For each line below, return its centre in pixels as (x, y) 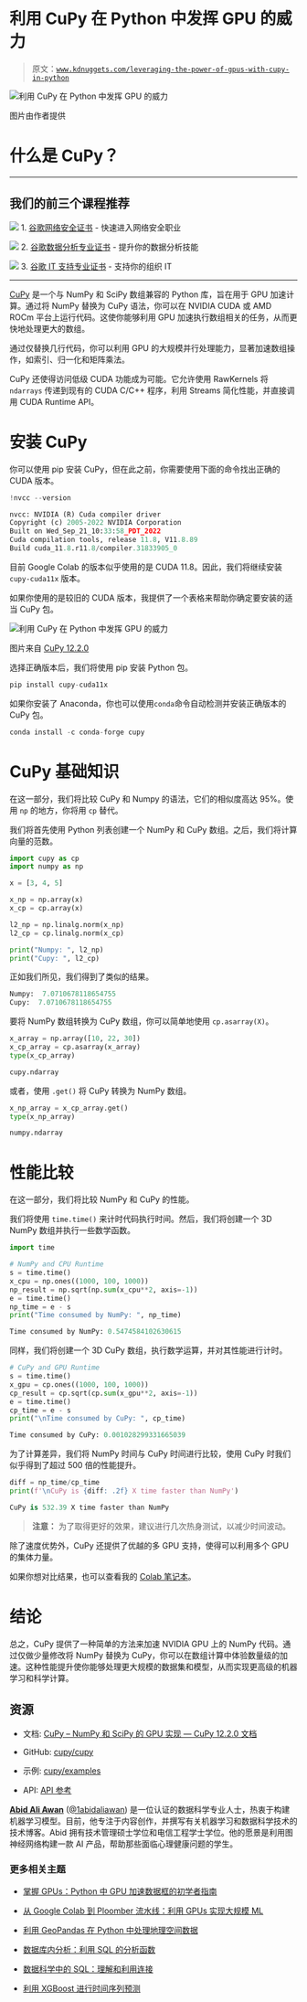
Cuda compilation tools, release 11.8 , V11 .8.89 (104, 540)
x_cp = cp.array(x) (47, 909)
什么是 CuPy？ (64, 156)
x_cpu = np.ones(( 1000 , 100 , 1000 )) (79, 1281)
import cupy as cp (44, 858)
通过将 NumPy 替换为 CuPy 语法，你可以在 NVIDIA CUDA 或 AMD (148, 305)
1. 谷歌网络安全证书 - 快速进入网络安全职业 (101, 227)
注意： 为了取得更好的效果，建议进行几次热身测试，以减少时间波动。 (161, 1526)
